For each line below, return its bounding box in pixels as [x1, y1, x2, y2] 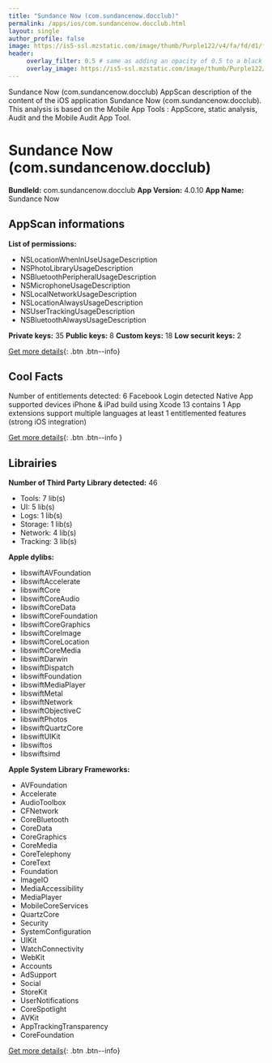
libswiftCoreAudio [19, 594, 80, 604]
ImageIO [19, 875, 49, 885]
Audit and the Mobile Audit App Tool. [8, 113, 131, 122]
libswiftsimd [19, 749, 61, 759]
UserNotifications [19, 996, 79, 1005]
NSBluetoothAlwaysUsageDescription [19, 315, 147, 324]
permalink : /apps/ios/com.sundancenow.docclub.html [8, 19, 186, 28]
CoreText [19, 858, 51, 868]
